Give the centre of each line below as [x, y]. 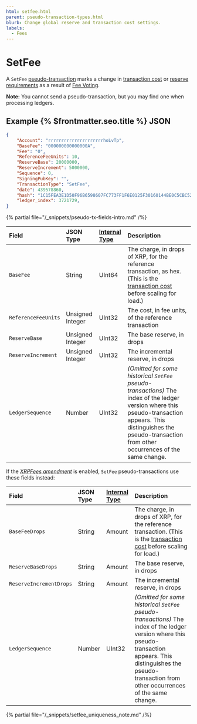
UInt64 [108, 275]
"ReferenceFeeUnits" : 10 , [48, 157]
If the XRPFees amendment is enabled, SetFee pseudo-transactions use [92, 471]
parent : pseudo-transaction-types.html [55, 17]
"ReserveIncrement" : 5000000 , [54, 168]
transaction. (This [159, 532]
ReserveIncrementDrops [40, 584]
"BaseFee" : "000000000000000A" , [56, 146]
